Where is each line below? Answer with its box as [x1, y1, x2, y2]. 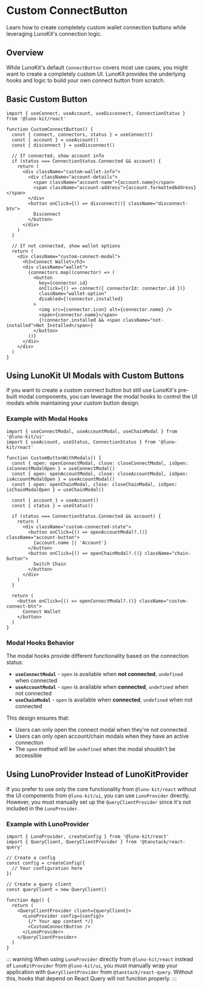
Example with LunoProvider [6, 820, 89, 828]
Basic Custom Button [6, 94, 88, 105]
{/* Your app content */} [28, 918, 94, 924]
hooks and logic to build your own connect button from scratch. [6, 76, 165, 84]
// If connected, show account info [12, 153, 104, 159]
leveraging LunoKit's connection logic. [6, 30, 102, 37]
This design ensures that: [6, 714, 70, 721]
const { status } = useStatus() [12, 502, 94, 509]
